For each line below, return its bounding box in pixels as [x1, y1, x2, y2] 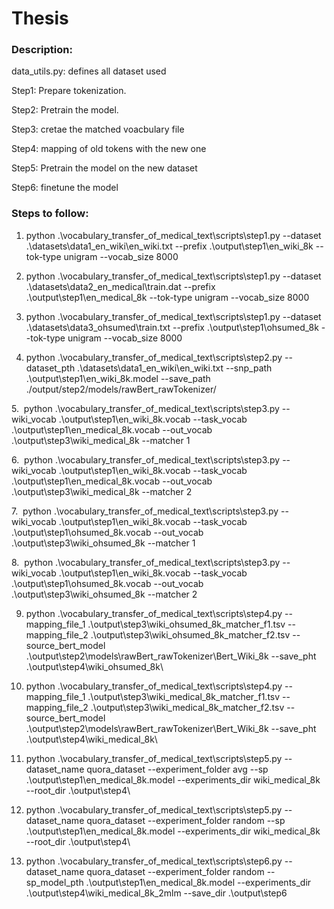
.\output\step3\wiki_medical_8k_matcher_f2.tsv [90, 701, 285, 713]
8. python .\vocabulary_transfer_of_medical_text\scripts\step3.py [11, 556, 281, 568]
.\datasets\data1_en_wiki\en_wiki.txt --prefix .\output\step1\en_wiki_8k [25, 240, 314, 252]
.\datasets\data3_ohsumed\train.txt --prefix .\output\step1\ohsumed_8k [25, 321, 319, 333]
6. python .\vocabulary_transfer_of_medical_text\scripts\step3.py [11, 453, 281, 466]
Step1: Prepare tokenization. [11, 85, 127, 97]
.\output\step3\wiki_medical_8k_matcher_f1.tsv [87, 690, 281, 702]
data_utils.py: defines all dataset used [11, 65, 167, 77]
